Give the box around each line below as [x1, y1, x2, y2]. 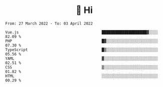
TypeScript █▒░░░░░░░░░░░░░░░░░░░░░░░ [5, 47, 158, 52]
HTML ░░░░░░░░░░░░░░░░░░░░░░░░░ [5, 73, 158, 78]
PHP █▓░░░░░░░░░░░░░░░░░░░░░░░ [5, 38, 158, 43]
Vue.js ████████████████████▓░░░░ [5, 29, 158, 34]
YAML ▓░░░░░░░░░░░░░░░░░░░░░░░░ [5, 56, 158, 61]
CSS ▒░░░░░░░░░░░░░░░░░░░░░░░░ [5, 64, 158, 69]
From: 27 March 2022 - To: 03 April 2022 [5, 21, 93, 26]
